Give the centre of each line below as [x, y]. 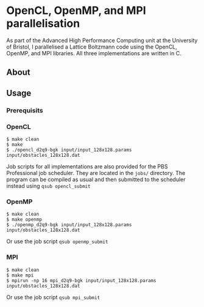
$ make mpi [20, 275]
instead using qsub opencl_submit [48, 185]
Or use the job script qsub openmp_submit [57, 241]
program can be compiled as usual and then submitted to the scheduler [96, 179]
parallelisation [43, 23]
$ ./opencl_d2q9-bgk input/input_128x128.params [69, 150]
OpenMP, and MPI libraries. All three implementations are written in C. [94, 53]
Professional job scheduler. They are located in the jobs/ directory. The [96, 173]
